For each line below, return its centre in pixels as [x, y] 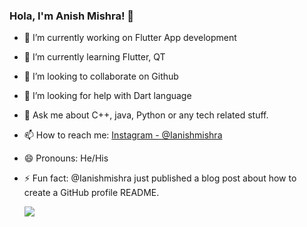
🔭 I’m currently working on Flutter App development [130, 38]
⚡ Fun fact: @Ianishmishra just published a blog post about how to [160, 178]
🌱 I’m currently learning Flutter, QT [94, 57]
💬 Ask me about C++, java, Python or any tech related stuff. [146, 115]
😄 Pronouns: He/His [66, 158]
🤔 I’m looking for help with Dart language [107, 96]
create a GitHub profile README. [91, 193]
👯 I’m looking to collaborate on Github [101, 76]
